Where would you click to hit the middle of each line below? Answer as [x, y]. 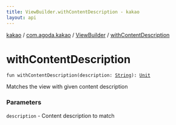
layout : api [21, 18]
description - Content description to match [61, 115]
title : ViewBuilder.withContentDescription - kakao [73, 12]
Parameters [24, 103]
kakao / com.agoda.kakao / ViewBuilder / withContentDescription [88, 35]
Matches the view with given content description [67, 87]
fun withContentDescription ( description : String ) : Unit [78, 76]
